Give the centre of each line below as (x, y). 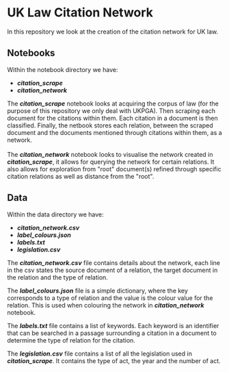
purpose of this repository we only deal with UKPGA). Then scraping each (111, 110)
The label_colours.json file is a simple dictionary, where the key (97, 290)
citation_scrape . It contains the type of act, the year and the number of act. (114, 360)
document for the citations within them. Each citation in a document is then (113, 118)
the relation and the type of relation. (57, 277)
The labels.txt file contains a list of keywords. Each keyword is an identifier (113, 325)
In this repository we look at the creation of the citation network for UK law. (113, 32)
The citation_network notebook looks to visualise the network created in (110, 154)
